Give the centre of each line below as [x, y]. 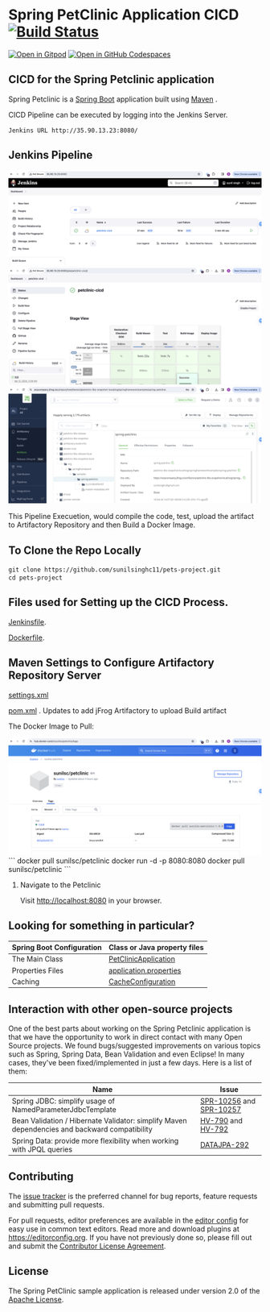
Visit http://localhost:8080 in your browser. [91, 900]
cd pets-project [35, 578]
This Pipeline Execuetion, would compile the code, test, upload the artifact [131, 517]
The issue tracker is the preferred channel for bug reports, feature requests [133, 1196]
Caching [26, 982]
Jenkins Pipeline [51, 155]
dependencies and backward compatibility [82, 1129]
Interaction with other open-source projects [121, 1009]
